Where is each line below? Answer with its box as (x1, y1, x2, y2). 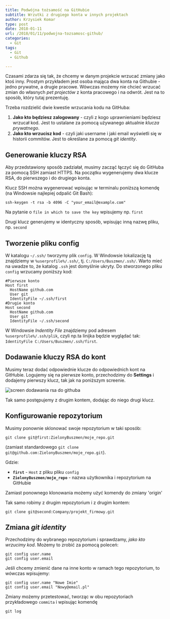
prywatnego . (12, 125, 40, 131)
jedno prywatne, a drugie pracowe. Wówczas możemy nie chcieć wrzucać (5, 84, 161, 90)
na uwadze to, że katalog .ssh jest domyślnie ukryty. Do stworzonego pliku (5, 263, 162, 269)
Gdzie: (5, 459, 19, 465)
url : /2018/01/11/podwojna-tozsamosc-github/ (5, 31, 103, 36)
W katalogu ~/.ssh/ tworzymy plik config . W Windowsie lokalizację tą (5, 253, 151, 258)
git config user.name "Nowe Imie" (5, 580, 79, 585)
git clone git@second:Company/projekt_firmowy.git (5, 509, 115, 514)
